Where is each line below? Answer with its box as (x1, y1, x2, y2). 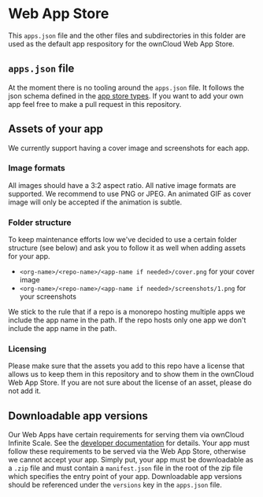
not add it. (8, 386, 42, 396)
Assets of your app (8, 123, 104, 136)
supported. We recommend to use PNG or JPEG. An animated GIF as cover (8, 189, 252, 198)
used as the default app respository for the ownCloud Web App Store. (8, 39, 235, 48)
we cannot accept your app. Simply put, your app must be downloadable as (8, 455, 254, 465)
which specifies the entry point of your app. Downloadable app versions (8, 472, 243, 481)
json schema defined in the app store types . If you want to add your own (8, 91, 244, 101)
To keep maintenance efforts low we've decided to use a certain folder (8, 235, 238, 245)
